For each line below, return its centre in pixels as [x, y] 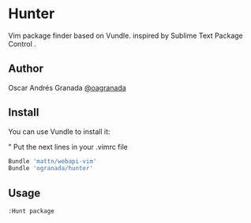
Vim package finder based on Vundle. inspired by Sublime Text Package [126, 35]
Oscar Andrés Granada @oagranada [67, 87]
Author [26, 69]
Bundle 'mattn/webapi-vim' [52, 161]
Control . [22, 43]
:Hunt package [32, 211]
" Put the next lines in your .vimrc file [68, 147]
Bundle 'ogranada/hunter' [51, 169]
